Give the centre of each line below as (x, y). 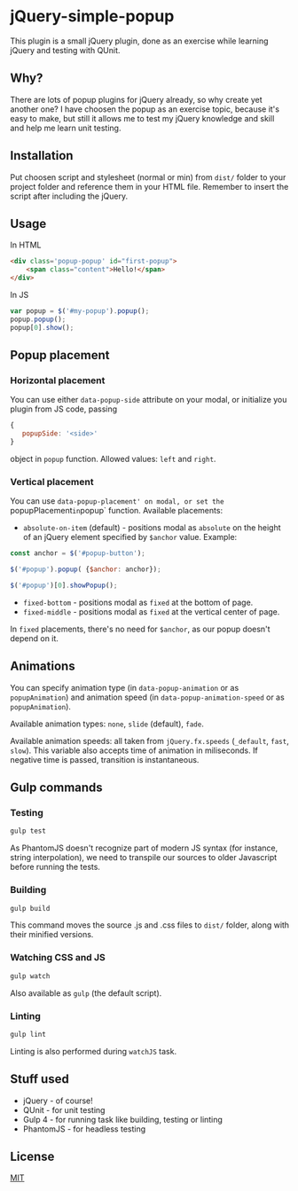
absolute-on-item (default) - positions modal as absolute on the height (152, 528)
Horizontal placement (58, 380)
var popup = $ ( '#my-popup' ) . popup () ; (80, 311)
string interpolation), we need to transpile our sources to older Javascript (144, 858)
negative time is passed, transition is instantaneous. (105, 759)
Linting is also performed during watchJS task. (93, 1051)
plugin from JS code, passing (64, 409)
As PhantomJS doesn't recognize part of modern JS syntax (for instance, (144, 848)
